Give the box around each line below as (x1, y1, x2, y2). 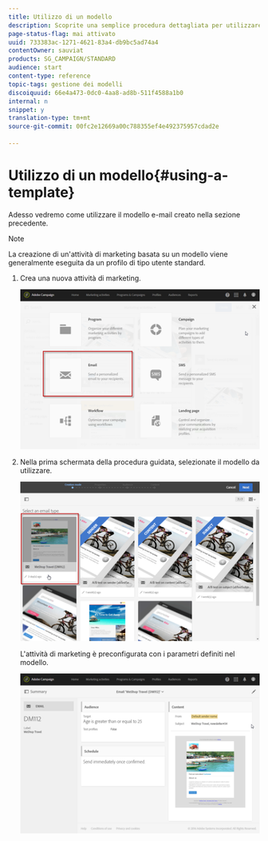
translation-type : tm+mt (8, 114, 91, 122)
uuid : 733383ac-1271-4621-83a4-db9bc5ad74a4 (8, 38, 159, 46)
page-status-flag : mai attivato (8, 30, 116, 38)
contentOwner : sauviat (8, 46, 84, 55)
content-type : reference (8, 72, 91, 80)
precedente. (8, 218, 49, 228)
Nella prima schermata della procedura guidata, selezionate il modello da (19, 456, 260, 467)
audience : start (8, 64, 62, 72)
